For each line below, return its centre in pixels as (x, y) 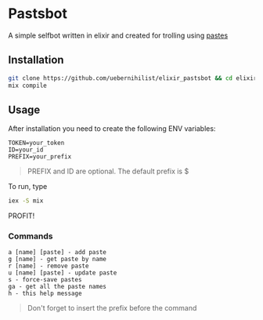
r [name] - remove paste (49, 266)
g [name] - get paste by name (58, 260)
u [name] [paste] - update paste (63, 273)
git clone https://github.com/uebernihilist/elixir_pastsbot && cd (121, 78)
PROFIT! (22, 216)
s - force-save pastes (45, 280)
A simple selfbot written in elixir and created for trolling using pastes (118, 35)
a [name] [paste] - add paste (58, 253)
